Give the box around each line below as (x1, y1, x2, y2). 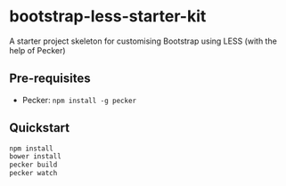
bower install (9, 152, 62, 161)
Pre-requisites (9, 71, 91, 86)
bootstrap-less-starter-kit (9, 6, 207, 27)
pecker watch (9, 169, 58, 178)
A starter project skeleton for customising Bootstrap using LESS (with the (9, 36, 278, 46)
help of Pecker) (9, 44, 66, 55)
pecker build (9, 160, 58, 170)
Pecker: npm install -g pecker (21, 94, 136, 105)
